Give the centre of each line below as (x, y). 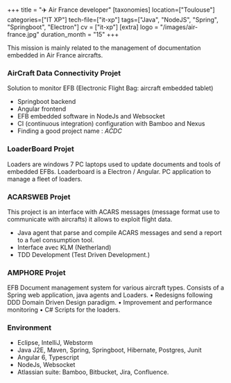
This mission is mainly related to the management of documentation (104, 48)
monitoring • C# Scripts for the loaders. (64, 310)
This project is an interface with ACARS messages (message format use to (113, 212)
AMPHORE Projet (36, 272)
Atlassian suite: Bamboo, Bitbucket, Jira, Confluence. (93, 372)
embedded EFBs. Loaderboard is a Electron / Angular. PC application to (109, 171)
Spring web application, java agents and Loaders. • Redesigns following (110, 295)
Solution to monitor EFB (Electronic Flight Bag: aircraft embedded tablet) (110, 88)
